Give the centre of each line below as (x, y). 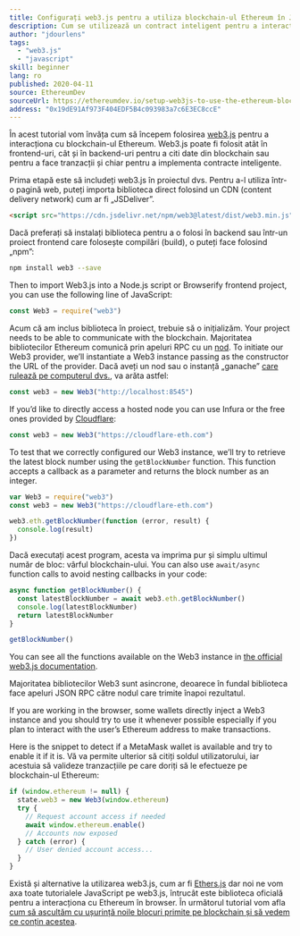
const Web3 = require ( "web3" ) (66, 311)
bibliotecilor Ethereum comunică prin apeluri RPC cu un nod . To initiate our (146, 347)
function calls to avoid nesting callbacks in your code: (108, 574)
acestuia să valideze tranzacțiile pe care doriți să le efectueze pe (129, 766)
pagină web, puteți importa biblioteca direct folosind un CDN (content (144, 190)
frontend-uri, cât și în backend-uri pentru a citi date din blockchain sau (139, 154)
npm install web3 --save (55, 268)
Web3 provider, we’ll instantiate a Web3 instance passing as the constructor (149, 356)
